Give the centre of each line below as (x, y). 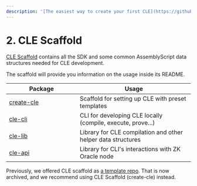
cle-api (19, 153)
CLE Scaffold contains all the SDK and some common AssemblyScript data (96, 57)
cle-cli (18, 119)
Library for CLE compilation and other (132, 132)
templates (94, 106)
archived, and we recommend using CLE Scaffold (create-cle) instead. (91, 177)
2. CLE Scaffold (44, 40)
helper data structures (111, 139)
